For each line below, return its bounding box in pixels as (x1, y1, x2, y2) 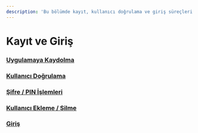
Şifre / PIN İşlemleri (6, 88, 63, 96)
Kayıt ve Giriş (6, 34, 74, 48)
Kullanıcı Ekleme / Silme (6, 104, 77, 112)
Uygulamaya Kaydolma (6, 55, 74, 64)
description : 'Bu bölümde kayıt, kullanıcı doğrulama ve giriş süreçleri (6, 8, 193, 15)
